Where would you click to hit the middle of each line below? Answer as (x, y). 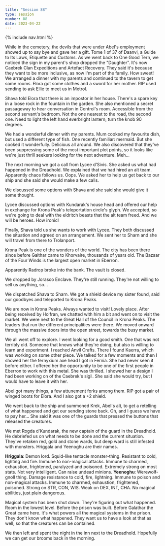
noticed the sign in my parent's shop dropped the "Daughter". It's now (76, 63)
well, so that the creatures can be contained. (50, 523)
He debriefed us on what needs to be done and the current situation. (75, 436)
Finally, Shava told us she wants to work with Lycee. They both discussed (80, 230)
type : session (20, 14)
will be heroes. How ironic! (32, 220)
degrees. (14, 125)
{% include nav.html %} (29, 37)
